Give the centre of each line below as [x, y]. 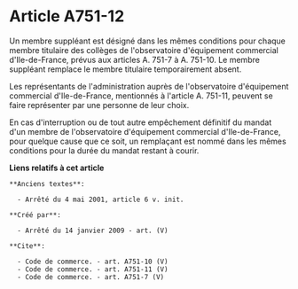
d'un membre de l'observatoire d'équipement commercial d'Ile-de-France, [145, 131]
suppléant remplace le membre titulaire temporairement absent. [125, 69]
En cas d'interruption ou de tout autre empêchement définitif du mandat [141, 122]
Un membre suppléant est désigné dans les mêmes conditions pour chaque [148, 41]
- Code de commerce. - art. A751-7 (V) [91, 277]
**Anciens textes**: [47, 184]
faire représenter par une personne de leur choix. [99, 105]
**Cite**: [27, 246]
